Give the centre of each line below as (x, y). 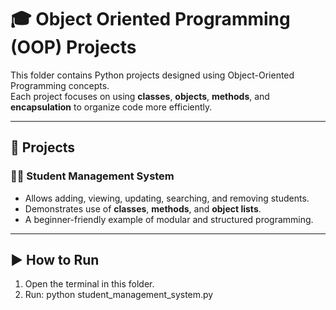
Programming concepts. (60, 85)
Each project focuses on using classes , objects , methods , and (140, 96)
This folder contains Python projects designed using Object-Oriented (152, 75)
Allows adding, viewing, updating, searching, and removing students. (167, 198)
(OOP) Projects (73, 47)
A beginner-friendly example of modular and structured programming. (169, 219)
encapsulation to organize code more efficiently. (111, 107)
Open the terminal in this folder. (89, 284)
